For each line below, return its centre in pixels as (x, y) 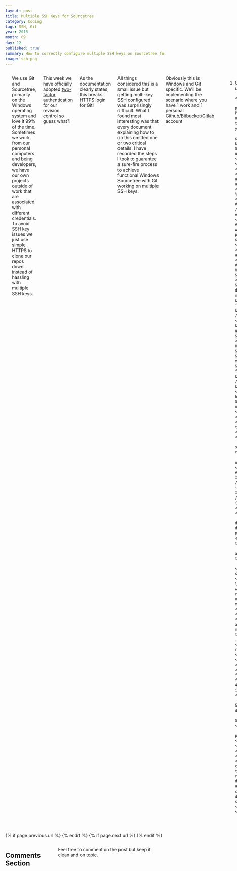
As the (86, 78)
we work (21, 137)
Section (18, 863)
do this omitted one (137, 137)
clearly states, (94, 89)
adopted (52, 89)
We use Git (23, 78)
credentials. (24, 218)
